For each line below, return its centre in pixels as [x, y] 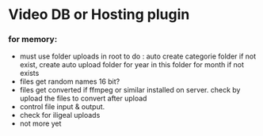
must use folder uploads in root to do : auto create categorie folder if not [138, 56]
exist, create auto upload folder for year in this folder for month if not [131, 65]
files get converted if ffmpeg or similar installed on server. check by [130, 90]
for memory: [33, 40]
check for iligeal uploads [60, 115]
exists [29, 74]
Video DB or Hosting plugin [99, 15]
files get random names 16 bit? [70, 81]
